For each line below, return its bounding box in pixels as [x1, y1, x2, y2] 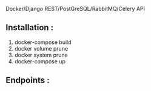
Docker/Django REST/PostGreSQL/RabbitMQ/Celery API [5, 5, 146, 12]
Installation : [5, 22, 54, 33]
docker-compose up [14, 57, 66, 65]
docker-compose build [14, 39, 72, 46]
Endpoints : [5, 75, 50, 86]
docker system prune [14, 51, 68, 58]
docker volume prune [14, 45, 69, 52]
